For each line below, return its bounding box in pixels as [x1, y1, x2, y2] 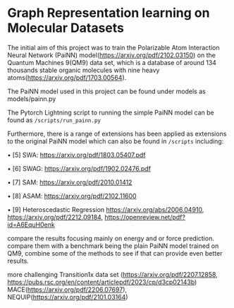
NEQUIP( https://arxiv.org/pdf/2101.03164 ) [7, 292, 128, 301]
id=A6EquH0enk [7, 220, 55, 229]
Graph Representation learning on [7, 5, 210, 21]
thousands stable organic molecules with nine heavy [7, 66, 160, 74]
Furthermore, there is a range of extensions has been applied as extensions [7, 129, 227, 138]
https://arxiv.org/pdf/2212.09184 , [7, 213, 104, 221]
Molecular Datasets [7, 20, 125, 36]
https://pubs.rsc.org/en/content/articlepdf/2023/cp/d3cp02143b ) [7, 278, 197, 286]
